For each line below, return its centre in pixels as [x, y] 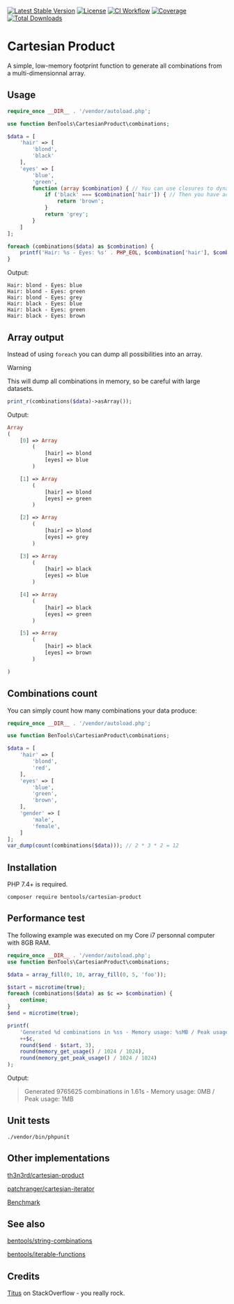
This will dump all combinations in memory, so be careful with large [104, 381]
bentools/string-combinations [50, 1241]
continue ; [34, 1000]
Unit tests [29, 1121]
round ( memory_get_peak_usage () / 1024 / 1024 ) [88, 1058]
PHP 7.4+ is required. [38, 884]
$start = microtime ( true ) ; [46, 987]
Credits [24, 1276]
